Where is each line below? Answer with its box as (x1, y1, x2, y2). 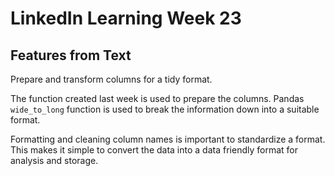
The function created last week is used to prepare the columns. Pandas (10, 93, 305, 104)
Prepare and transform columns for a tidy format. (10, 73, 213, 85)
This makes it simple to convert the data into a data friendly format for (10, 144, 298, 156)
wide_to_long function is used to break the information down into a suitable (10, 103, 320, 115)
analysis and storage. (10, 155, 99, 166)
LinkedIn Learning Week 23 (10, 7, 242, 30)
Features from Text (10, 47, 132, 64)
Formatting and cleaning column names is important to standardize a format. (10, 133, 326, 145)
